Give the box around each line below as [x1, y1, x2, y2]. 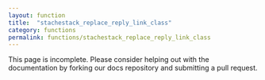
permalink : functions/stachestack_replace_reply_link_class [8, 33, 212, 42]
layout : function [8, 11, 66, 20]
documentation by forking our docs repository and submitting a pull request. [8, 64, 258, 73]
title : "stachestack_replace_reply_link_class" [8, 19, 172, 27]
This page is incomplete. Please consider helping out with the [8, 55, 209, 64]
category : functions [8, 26, 77, 34]
